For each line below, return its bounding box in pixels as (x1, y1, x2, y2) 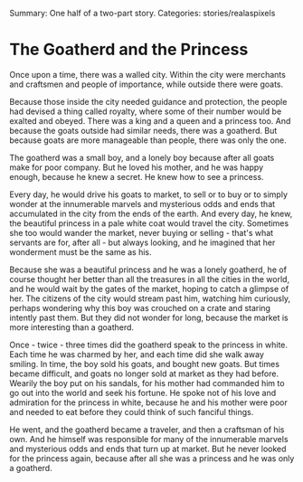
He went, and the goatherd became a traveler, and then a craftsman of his (9, 424, 285, 435)
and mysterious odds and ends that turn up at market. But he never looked (9, 443, 287, 454)
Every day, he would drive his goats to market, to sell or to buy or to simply (9, 189, 288, 200)
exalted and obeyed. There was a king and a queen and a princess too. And (9, 115, 291, 126)
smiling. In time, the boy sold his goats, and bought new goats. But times (9, 358, 280, 369)
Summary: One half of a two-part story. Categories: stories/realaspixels (9, 8, 276, 18)
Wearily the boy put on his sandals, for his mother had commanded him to (9, 377, 285, 388)
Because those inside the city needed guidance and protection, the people (9, 96, 288, 107)
